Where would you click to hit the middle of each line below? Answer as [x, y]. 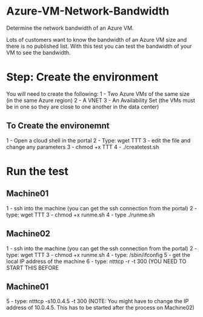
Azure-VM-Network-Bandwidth [88, 11]
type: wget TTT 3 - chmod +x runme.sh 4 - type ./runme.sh [81, 215]
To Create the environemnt [58, 126]
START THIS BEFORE [33, 267]
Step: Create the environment [82, 77]
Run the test [37, 171]
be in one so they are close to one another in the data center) [83, 107]
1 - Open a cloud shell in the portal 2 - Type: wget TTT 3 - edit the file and [98, 140]
